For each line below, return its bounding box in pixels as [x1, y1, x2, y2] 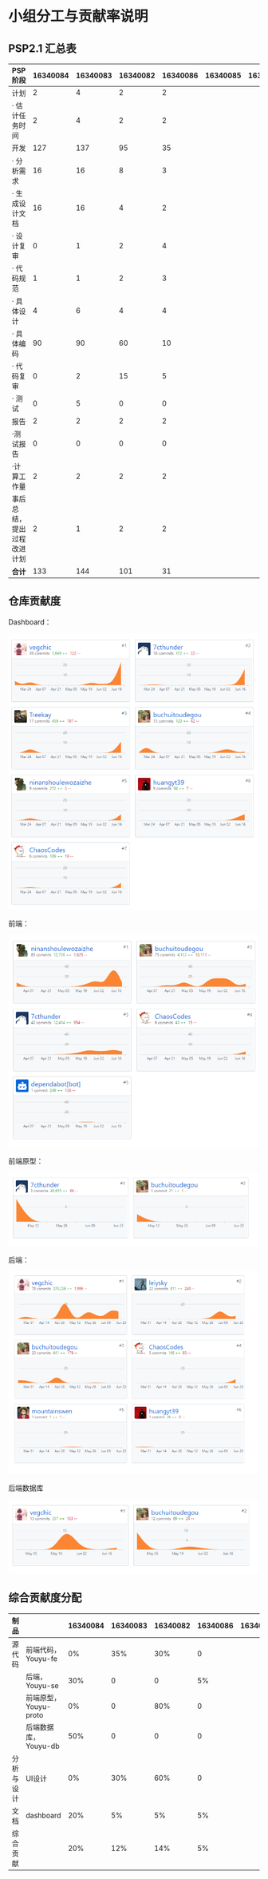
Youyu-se [26, 1680, 59, 1690]
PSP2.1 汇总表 [8, 42, 77, 55]
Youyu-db [26, 1742, 60, 1751]
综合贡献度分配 [8, 1591, 82, 1605]
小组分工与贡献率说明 [8, 7, 149, 26]
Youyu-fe [26, 1654, 58, 1663]
